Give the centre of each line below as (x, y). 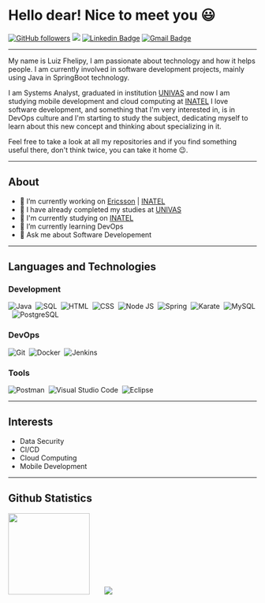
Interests (31, 422)
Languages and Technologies (82, 267)
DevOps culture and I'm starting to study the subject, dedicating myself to (128, 117)
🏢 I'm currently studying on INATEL (77, 218)
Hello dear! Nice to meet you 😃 (112, 15)
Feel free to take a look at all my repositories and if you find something (123, 141)
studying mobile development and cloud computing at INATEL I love (118, 101)
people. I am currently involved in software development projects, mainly (126, 69)
